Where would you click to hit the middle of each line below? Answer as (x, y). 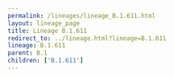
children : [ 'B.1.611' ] (46, 61)
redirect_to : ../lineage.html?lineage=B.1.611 (87, 38)
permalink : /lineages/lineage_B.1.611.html (82, 16)
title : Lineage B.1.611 (48, 30)
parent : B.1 (27, 53)
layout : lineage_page (44, 23)
